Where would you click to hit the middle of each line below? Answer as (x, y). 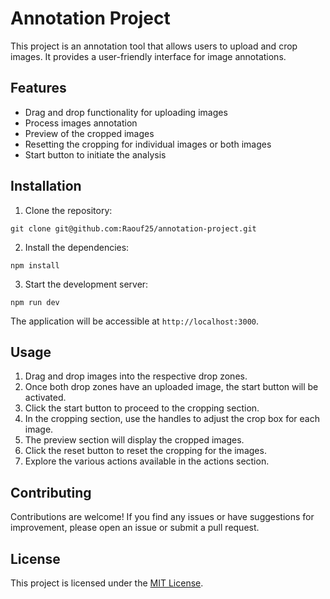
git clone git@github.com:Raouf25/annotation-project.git (133, 228)
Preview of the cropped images (89, 133)
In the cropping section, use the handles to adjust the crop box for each (172, 419)
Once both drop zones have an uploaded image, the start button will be (171, 387)
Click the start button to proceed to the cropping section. (142, 408)
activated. (45, 398)
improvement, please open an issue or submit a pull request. (135, 528)
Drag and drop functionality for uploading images (126, 112)
